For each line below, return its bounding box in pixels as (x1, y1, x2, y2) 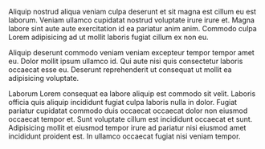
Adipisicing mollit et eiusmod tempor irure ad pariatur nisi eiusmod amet (8, 123, 247, 132)
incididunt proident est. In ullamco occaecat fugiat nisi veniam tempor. (8, 131, 241, 141)
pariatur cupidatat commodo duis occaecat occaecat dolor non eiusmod (8, 106, 248, 115)
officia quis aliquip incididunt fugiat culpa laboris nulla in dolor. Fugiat (8, 98, 238, 107)
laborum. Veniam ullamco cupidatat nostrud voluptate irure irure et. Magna (8, 15, 255, 25)
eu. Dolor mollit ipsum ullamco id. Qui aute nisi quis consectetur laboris (8, 56, 243, 66)
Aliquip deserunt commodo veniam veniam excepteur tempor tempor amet (8, 48, 255, 57)
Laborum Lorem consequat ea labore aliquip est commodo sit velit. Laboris (8, 89, 256, 99)
